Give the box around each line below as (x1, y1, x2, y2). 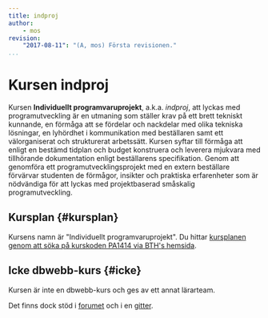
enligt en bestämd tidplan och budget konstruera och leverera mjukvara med (8, 145, 262, 155)
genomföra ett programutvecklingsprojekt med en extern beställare (8, 162, 230, 172)
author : (8, 19, 34, 27)
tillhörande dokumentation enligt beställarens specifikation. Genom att (8, 154, 240, 163)
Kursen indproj (8, 76, 110, 95)
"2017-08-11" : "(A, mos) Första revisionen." (22, 42, 178, 50)
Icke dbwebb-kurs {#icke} (8, 264, 142, 277)
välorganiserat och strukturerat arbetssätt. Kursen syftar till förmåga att (8, 137, 243, 147)
